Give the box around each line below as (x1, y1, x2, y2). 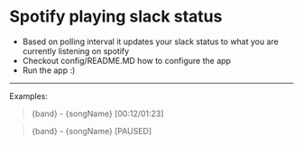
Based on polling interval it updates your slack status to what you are (22, 36, 280, 47)
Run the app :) (22, 65, 76, 76)
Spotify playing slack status (9, 6, 223, 27)
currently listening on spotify (22, 45, 130, 56)
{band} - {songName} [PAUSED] (31, 125, 152, 136)
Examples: (9, 90, 48, 101)
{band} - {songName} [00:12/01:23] (31, 108, 164, 119)
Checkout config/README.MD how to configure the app (22, 55, 232, 66)
